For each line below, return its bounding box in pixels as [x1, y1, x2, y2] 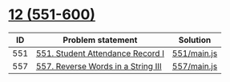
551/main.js [171, 48, 218, 59]
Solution [178, 34, 212, 45]
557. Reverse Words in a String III [35, 61, 162, 72]
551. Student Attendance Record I [35, 48, 165, 59]
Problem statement [63, 34, 138, 45]
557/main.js [171, 61, 218, 72]
